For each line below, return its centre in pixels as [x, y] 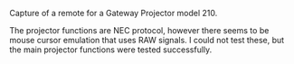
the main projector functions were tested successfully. [111, 50]
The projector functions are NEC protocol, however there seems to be [139, 30]
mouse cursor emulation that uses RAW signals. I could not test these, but [147, 40]
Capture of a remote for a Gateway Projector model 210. [114, 13]
